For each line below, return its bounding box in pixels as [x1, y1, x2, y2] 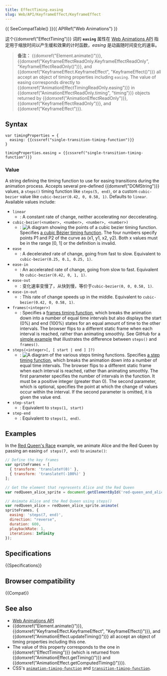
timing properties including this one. [12, 639, 86, 645]
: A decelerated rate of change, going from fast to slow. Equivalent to [19, 250, 161, 256]
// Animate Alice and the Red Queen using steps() [5, 499, 112, 504]
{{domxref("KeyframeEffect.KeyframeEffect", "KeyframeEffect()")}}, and [12, 628, 161, 634]
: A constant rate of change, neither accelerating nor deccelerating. [19, 214, 158, 220]
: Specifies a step [19, 352, 160, 358]
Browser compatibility [5, 577, 76, 585]
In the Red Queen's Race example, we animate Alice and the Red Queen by [5, 443, 159, 449]
